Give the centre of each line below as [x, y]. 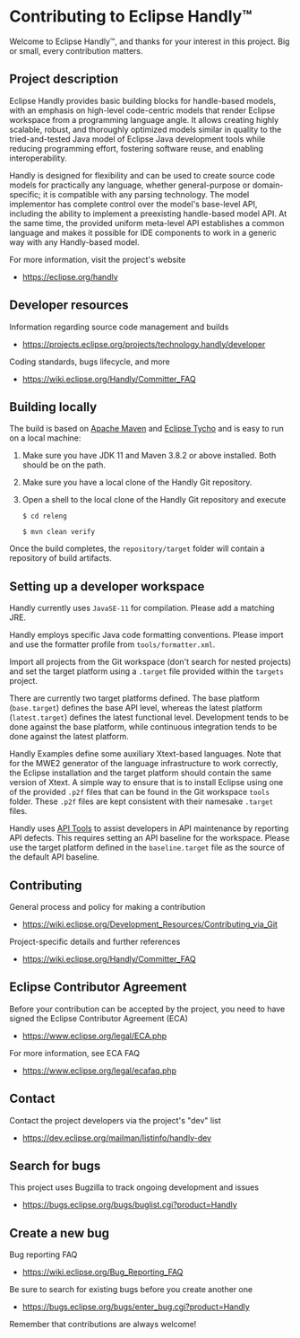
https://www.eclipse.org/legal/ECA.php [94, 1036]
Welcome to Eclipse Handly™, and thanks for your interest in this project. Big [150, 41]
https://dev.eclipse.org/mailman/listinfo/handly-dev [117, 1138]
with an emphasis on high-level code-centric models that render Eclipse [142, 110]
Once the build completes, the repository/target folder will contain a [137, 548]
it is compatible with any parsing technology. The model [146, 194]
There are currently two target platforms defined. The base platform [134, 698]
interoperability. [38, 158]
